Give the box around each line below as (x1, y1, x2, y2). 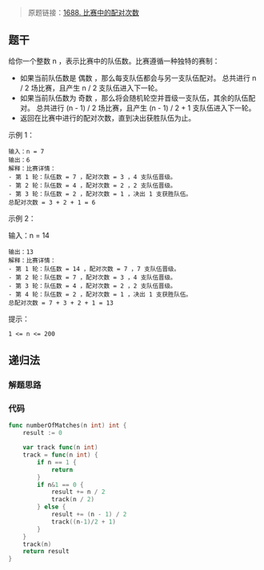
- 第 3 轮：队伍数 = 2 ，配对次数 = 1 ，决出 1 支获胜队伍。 (8, 189, 192, 198)
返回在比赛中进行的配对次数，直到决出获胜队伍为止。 (19, 113, 196, 122)
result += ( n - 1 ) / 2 (50, 511, 127, 519)
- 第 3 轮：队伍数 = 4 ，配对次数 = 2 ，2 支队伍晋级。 (8, 281, 177, 290)
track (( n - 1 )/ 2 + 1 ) (50, 517, 116, 526)
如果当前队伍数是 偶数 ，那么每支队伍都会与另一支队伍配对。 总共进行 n (19, 73, 257, 82)
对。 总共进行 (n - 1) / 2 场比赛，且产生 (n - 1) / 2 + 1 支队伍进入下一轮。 (19, 103, 256, 113)
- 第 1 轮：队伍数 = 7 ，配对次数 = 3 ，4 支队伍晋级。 (8, 173, 177, 181)
